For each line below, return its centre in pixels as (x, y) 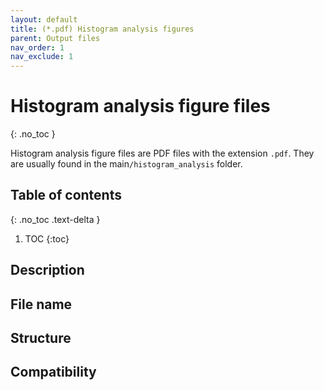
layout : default (44, 19)
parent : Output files (55, 38)
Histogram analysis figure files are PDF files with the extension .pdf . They (162, 153)
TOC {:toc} (47, 238)
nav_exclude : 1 (42, 57)
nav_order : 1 (37, 47)
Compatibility (53, 372)
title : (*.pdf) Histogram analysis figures (102, 29)
